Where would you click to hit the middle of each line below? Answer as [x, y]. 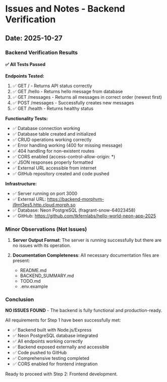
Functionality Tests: [26, 118]
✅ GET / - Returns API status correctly [52, 86]
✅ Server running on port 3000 [45, 193]
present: [21, 261]
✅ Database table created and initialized [54, 134]
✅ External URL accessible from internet [54, 168]
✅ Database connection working [46, 128]
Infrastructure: [21, 183]
